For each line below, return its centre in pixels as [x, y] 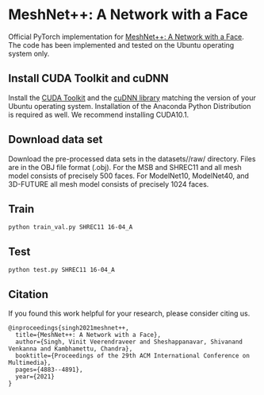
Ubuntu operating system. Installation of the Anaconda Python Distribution [130, 106]
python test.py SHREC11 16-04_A [61, 270]
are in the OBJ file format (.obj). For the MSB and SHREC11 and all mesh [125, 167]
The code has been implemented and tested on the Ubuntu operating [121, 45]
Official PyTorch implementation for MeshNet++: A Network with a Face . [126, 37]
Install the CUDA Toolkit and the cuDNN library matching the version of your [132, 98]
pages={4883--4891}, [49, 370]
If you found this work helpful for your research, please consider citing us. [129, 313]
